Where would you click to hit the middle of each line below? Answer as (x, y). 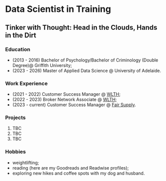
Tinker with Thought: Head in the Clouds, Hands (81, 28)
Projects (15, 118)
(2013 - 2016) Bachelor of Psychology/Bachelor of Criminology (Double (85, 60)
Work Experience (27, 83)
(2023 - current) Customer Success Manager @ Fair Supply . (74, 105)
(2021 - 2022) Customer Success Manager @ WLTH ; (66, 94)
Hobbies (16, 152)
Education (18, 49)
